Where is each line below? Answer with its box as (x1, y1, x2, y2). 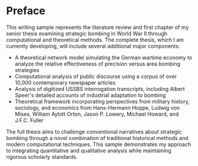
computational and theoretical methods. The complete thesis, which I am (6, 36, 184, 43)
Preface (6, 4, 46, 18)
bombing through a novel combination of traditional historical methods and (6, 134, 189, 141)
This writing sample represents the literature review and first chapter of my (6, 24, 189, 31)
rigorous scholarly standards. (6, 153, 78, 160)
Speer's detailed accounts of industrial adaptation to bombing (14, 92, 166, 99)
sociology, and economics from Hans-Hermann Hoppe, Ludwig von (14, 104, 180, 111)
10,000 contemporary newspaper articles (14, 79, 116, 86)
